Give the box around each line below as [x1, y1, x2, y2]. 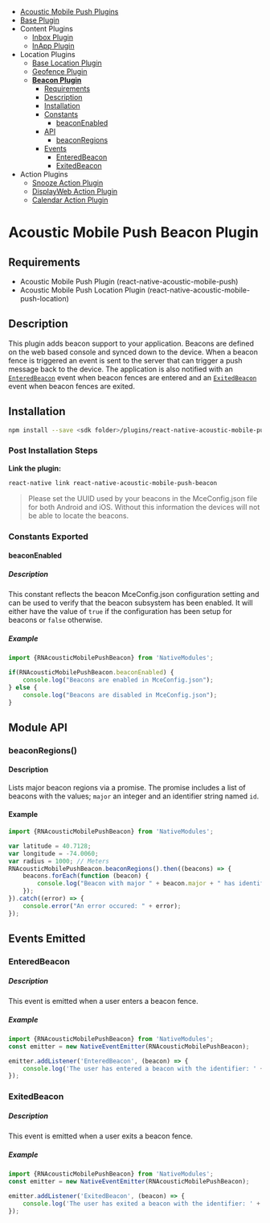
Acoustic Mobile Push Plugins [19, 7, 119, 16]
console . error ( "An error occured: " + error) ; [22, 902, 182, 910]
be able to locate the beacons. [27, 511, 129, 520]
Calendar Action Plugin [31, 195, 108, 205]
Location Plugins [19, 50, 76, 59]
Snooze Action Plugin [31, 178, 104, 188]
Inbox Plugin [31, 32, 74, 42]
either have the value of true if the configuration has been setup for [8, 607, 233, 616]
